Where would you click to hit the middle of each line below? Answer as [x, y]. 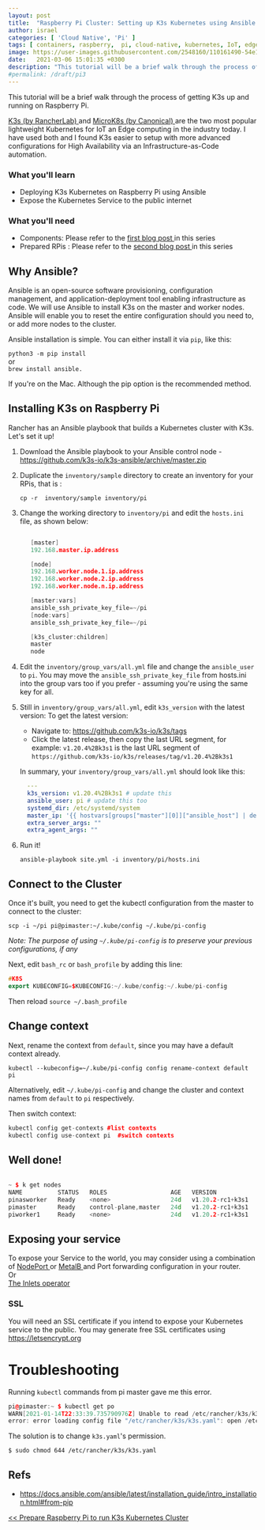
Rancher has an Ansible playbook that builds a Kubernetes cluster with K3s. [131, 427]
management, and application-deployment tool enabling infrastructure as [127, 299]
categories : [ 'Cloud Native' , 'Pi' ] [72, 38]
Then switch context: [43, 1113]
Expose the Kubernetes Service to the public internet [105, 200]
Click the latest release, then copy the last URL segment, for [129, 740]
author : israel [33, 30]
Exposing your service [64, 1239]
